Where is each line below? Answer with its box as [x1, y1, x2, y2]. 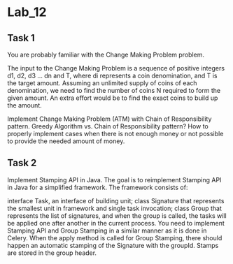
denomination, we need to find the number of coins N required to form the [7, 87, 221, 94]
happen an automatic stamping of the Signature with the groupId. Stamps [7, 241, 219, 249]
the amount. [7, 101, 42, 109]
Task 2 [7, 157, 37, 169]
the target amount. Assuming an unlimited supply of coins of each [7, 79, 197, 87]
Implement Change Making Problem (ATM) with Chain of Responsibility [7, 115, 212, 123]
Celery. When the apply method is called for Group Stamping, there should [7, 233, 223, 242]
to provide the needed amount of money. [7, 137, 125, 145]
